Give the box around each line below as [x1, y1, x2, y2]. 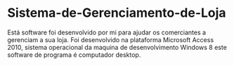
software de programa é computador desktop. [7, 51, 141, 59]
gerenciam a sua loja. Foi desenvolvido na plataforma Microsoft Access [7, 35, 214, 44]
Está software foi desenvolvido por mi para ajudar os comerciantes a [7, 28, 206, 37]
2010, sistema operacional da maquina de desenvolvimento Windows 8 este [7, 43, 227, 51]
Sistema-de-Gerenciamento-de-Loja [7, 5, 226, 21]
